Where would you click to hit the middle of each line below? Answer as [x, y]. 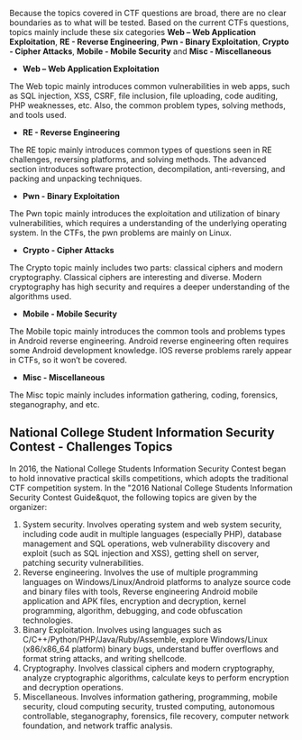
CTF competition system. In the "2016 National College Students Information [151, 488]
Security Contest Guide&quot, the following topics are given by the [133, 497]
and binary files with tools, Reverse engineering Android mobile [140, 591]
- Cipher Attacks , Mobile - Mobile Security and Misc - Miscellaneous [141, 51]
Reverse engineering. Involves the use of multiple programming [140, 572]
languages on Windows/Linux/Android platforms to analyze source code [156, 581]
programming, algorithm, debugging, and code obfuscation [133, 610]
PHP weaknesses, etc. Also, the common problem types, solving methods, [147, 105]
